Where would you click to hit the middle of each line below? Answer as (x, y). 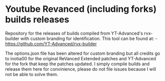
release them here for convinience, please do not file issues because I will (81, 69)
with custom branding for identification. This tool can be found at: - (89, 39)
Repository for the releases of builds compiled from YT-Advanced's (74, 33)
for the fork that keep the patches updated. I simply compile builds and (78, 64)
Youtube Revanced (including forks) (81, 9)
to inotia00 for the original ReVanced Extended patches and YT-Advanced (81, 58)
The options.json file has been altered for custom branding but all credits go (82, 53)
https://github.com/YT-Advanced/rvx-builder (51, 43)
